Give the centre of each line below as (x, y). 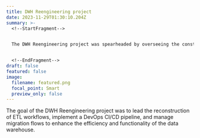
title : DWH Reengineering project (49, 12)
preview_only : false (37, 94)
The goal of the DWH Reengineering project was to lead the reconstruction (98, 111)
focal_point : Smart (36, 88)
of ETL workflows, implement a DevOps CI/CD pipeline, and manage (90, 117)
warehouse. (21, 130)
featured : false (26, 72)
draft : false (22, 66)
